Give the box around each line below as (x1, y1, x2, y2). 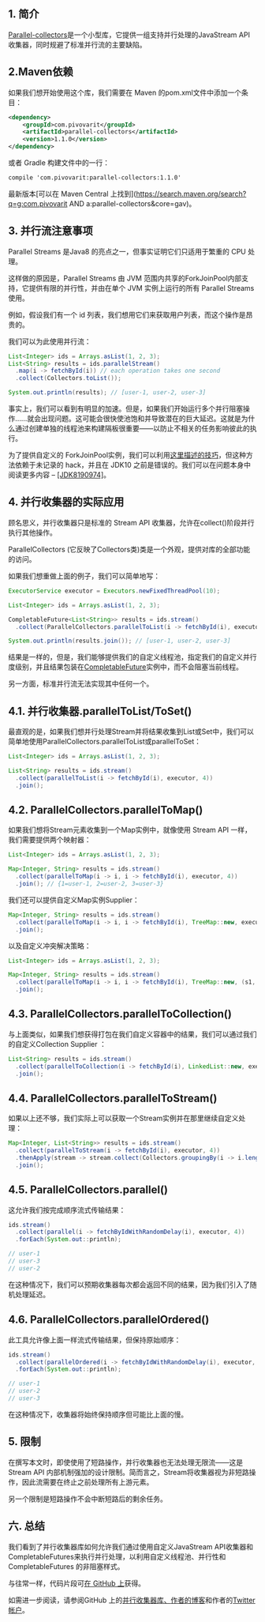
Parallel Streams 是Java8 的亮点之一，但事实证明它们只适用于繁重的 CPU (8, 246, 246, 256)
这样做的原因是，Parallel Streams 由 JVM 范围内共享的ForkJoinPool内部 (8, 273, 242, 283)
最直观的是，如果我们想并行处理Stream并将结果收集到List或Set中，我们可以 (8, 727, 255, 736)
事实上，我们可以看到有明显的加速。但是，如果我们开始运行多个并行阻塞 (8, 404, 243, 413)
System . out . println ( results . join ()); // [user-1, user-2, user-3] (8, 637, 231, 645)
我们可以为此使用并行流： (8, 337, 91, 346)
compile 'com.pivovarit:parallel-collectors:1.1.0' (8, 174, 181, 182)
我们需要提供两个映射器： (8, 835, 91, 845)
